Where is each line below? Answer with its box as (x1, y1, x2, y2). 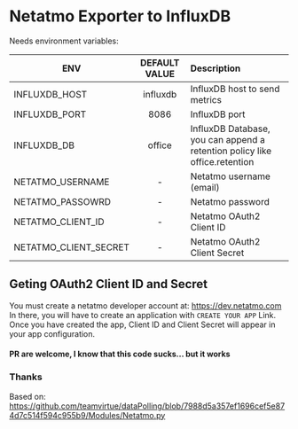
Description (190, 62, 241, 74)
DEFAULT (140, 56, 180, 68)
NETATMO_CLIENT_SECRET (13, 241, 130, 253)
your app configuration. (9, 328, 96, 339)
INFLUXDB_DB (13, 139, 75, 152)
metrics (190, 93, 222, 105)
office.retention (190, 155, 255, 168)
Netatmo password (190, 195, 271, 207)
